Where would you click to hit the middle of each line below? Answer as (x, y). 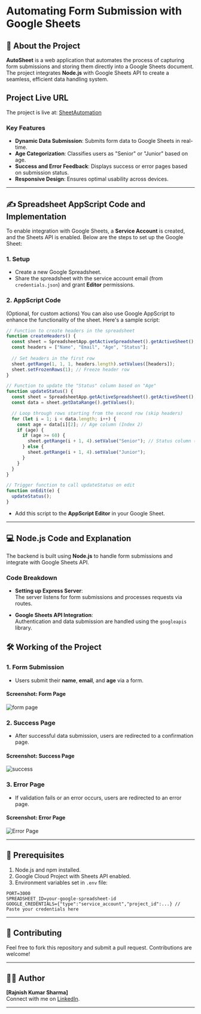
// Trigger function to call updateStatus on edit (71, 485)
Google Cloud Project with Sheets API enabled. (73, 876)
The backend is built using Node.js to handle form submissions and (89, 556)
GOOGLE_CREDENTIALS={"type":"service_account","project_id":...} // (93, 904)
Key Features (26, 128)
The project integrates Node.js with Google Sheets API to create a (88, 73)
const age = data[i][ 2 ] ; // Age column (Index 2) (80, 424)
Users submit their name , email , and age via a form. (79, 680)
